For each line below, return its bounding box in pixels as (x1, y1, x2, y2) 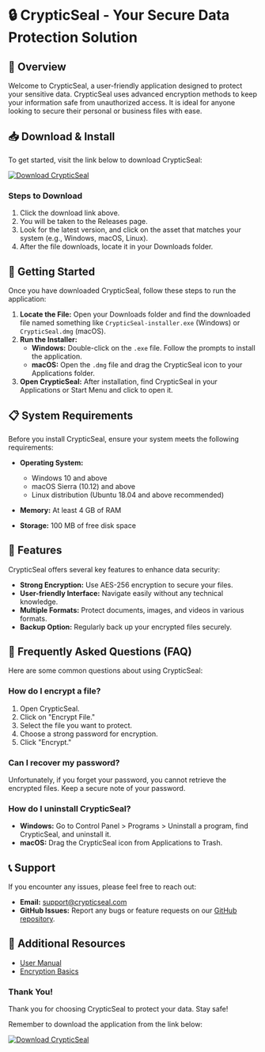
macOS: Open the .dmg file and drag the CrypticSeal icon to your (31, 359, 243, 369)
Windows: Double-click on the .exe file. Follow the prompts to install (31, 343, 256, 352)
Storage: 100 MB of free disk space (19, 520, 137, 530)
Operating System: (19, 458, 84, 467)
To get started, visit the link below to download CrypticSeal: (8, 155, 203, 165)
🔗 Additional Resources (8, 937, 126, 951)
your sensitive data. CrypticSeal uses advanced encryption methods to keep (8, 89, 258, 99)
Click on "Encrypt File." (19, 712, 96, 721)
